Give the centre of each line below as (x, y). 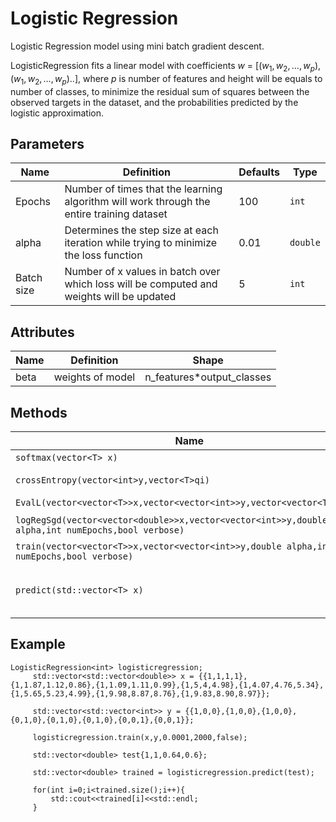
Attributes (42, 332)
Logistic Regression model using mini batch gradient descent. (137, 46)
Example (38, 644)
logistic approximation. (57, 113)
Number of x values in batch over (142, 272)
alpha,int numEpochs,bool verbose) (100, 530)
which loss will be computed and (141, 284)
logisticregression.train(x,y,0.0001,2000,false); (140, 737)
